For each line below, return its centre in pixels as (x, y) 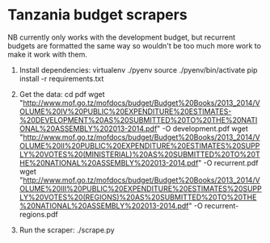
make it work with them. (48, 54)
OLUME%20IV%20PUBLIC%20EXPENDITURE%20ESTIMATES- (125, 111)
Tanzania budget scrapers (97, 15)
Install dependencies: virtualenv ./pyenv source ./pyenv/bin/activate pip (138, 69)
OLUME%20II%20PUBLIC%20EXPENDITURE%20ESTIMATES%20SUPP (139, 145)
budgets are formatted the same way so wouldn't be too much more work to (135, 45)
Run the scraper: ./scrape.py (67, 230)
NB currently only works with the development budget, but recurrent (122, 37)
